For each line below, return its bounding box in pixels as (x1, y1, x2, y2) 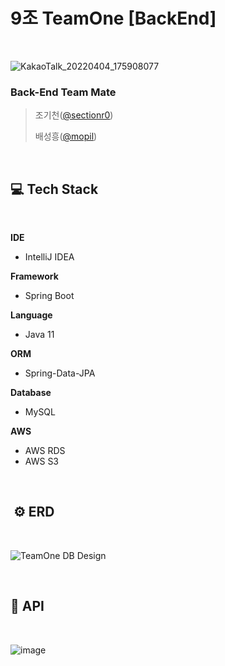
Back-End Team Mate (10, 85, 117, 99)
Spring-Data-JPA (24, 367, 96, 379)
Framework (10, 270, 59, 283)
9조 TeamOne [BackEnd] (10, 7, 217, 30)
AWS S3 (24, 455, 60, 468)
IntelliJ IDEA (24, 251, 75, 263)
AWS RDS (24, 445, 66, 457)
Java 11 (24, 329, 55, 341)
